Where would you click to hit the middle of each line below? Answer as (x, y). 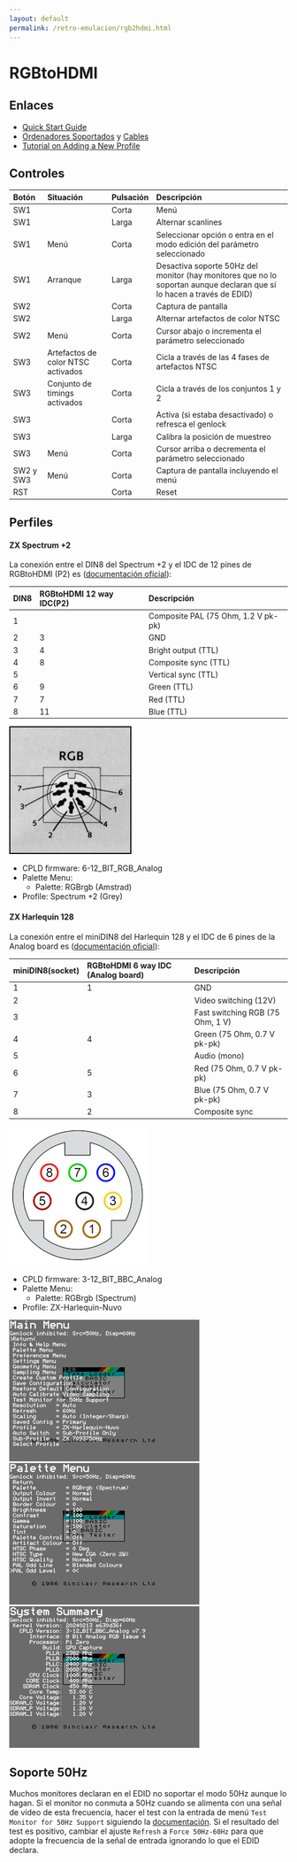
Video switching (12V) (235, 1000)
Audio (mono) (219, 1056)
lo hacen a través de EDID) (205, 294)
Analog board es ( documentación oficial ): (85, 946)
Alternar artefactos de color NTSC (218, 319)
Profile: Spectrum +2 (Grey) (72, 896)
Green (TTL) (171, 687)
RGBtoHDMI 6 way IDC (129, 966)
